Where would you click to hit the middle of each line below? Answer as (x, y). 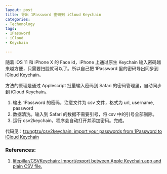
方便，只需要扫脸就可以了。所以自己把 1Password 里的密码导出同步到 (86, 68)
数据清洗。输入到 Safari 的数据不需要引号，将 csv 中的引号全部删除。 (85, 114)
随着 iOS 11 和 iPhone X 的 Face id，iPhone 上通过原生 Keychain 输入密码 (81, 62)
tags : (11, 29)
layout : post (19, 10)
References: (21, 150)
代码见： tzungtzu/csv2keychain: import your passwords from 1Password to (84, 131)
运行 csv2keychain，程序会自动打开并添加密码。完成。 (70, 120)
